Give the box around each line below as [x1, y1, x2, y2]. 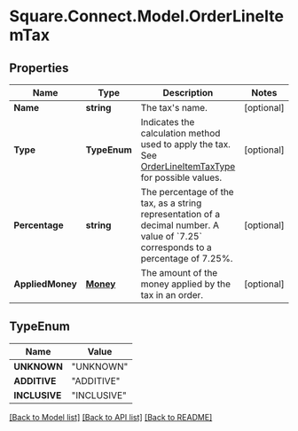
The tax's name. [140, 102, 208, 114]
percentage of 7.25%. [140, 253, 233, 264]
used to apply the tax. [140, 138, 231, 150]
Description [162, 87, 214, 98]
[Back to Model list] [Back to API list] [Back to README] [9, 411, 213, 422]
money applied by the [140, 278, 231, 290]
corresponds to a [140, 241, 213, 254]
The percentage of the [140, 186, 234, 198]
